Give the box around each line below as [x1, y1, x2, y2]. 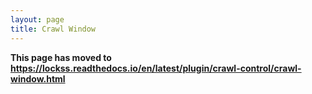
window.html [10, 72, 66, 85]
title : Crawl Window [10, 24, 97, 34]
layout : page [10, 14, 65, 25]
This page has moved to [10, 51, 112, 63]
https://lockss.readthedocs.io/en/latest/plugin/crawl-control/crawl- [10, 62, 302, 74]
